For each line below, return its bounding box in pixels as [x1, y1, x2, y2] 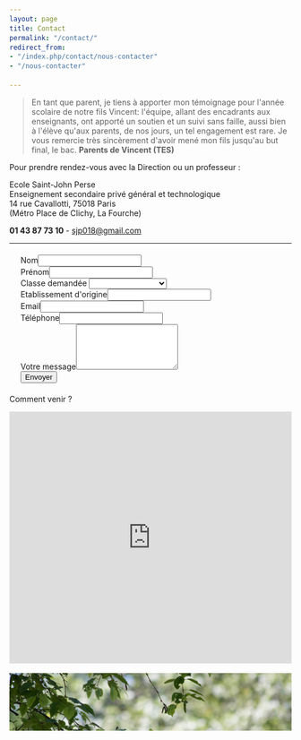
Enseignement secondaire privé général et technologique [9, 188, 221, 199]
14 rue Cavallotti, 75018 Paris [9, 198, 116, 209]
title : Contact [9, 23, 66, 33]
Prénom [21, 266, 50, 277]
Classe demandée [21, 278, 88, 288]
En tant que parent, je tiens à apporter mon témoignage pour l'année [30, 97, 285, 108]
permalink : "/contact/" [9, 33, 99, 42]
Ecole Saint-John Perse [9, 179, 96, 190]
